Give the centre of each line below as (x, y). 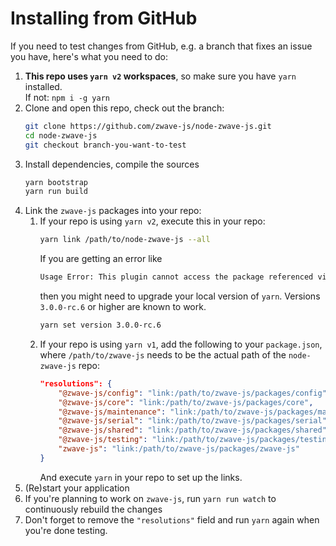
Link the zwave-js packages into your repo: (113, 211)
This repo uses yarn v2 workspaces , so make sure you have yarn (160, 76)
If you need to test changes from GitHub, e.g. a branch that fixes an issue (161, 46)
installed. (43, 86)
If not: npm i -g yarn (67, 97)
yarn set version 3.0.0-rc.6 (100, 325)
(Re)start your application (77, 488)
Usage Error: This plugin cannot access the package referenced (176, 277)
